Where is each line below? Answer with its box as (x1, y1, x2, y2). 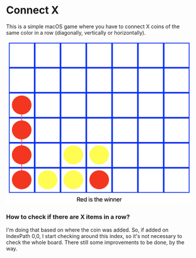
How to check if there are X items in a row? (6, 213, 130, 221)
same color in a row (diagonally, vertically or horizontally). (6, 29, 146, 36)
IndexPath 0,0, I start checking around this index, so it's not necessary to (6, 232, 183, 239)
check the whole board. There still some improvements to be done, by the (6, 239, 185, 246)
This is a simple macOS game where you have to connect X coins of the (6, 23, 180, 30)
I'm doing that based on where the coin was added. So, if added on (6, 226, 169, 233)
